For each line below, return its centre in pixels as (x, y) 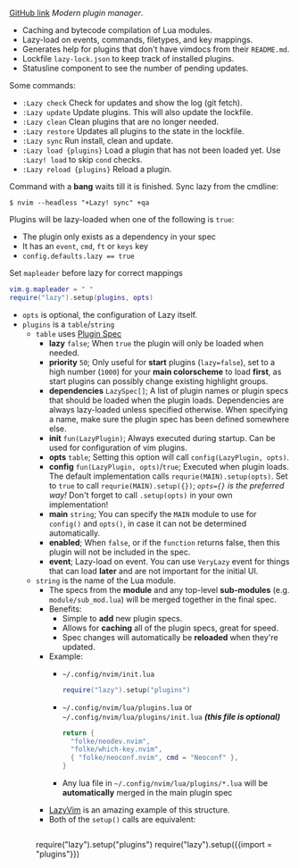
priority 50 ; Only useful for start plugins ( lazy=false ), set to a (162, 362)
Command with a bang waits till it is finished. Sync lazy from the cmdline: (144, 186)
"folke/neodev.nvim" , (110, 741)
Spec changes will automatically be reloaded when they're (170, 637)
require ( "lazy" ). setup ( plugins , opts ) (81, 297)
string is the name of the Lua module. (106, 580)
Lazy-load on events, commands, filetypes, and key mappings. (137, 40)
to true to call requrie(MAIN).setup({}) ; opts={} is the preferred (166, 485)
